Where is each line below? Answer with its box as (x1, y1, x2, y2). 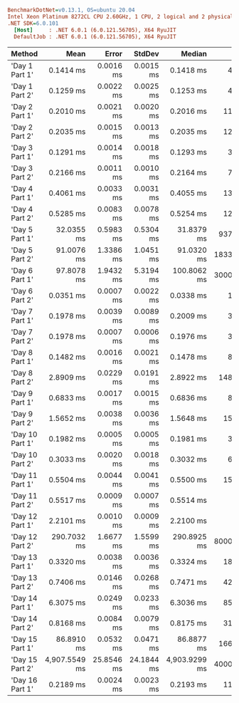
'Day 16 (11, 675, 38, 685)
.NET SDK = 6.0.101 (7, 19, 59, 27)
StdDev (134, 49, 159, 59)
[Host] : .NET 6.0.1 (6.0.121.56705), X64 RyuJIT (14, 26, 176, 33)
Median (181, 49, 208, 59)
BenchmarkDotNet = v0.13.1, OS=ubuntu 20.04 (7, 6, 135, 14)
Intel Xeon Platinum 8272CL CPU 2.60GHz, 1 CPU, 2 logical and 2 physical (7, 13, 234, 20)
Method (11, 49, 38, 59)
